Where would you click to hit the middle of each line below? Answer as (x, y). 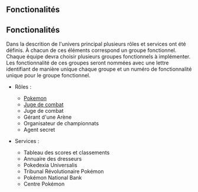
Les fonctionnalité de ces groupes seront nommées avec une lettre (87, 63)
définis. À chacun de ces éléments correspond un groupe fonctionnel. (91, 50)
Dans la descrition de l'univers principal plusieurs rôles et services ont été (96, 44)
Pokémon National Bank (53, 178)
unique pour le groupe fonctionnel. (48, 76)
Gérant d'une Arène (48, 117)
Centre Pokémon (44, 184)
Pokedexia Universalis (51, 165)
